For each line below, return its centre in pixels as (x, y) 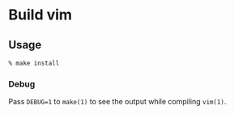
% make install (34, 63)
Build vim (40, 15)
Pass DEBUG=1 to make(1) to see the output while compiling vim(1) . (117, 102)
